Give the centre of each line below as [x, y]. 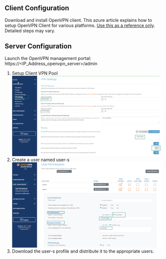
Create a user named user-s [41, 160]
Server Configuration [38, 46]
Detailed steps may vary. [30, 31]
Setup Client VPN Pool [35, 73]
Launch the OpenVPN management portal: [48, 58]
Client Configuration [37, 8]
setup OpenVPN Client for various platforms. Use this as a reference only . [80, 25]
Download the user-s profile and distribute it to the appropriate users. [83, 251]
